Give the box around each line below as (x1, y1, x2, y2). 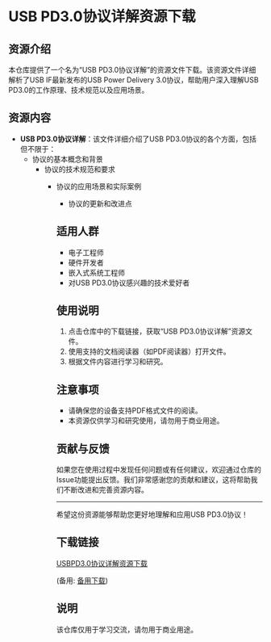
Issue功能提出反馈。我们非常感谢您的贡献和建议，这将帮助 (56, 475, 252, 485)
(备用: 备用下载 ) (56, 575, 109, 585)
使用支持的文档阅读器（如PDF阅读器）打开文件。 (68, 346, 231, 356)
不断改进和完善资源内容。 (63, 485, 149, 495)
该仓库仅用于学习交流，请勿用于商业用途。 (56, 624, 198, 634)
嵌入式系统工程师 (68, 267, 125, 277)
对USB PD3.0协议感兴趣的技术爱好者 (68, 278, 190, 287)
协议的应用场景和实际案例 (56, 181, 142, 191)
